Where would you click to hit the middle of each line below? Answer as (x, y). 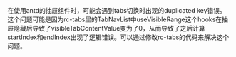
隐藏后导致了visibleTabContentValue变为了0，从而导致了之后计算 (109, 28)
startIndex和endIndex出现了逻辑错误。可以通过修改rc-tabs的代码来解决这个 (118, 37)
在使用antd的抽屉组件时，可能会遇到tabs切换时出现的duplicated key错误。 (117, 10)
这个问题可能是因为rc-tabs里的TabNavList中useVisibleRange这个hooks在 (115, 19)
